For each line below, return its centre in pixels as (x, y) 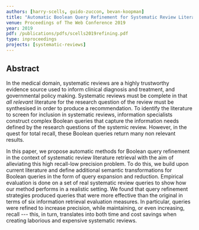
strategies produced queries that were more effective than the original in (95, 195)
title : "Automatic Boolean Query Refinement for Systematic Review (91, 17)
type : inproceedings (32, 39)
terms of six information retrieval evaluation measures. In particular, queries (98, 202)
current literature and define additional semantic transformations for (89, 170)
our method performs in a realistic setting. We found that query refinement (97, 189)
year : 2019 (20, 28)
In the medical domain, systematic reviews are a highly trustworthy (88, 83)
